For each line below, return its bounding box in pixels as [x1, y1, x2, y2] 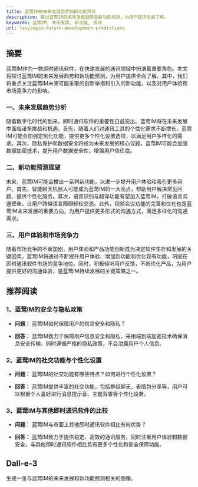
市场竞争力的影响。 [6, 87, 53, 94]
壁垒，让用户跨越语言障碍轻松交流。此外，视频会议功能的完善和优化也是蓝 [11, 200, 192, 207]
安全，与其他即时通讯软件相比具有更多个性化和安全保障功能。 [14, 441, 165, 448]
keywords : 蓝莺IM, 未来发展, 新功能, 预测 [6, 19, 102, 25]
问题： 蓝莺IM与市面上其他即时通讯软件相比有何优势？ [14, 421, 147, 428]
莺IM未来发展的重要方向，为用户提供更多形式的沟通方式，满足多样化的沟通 [6, 207, 188, 214]
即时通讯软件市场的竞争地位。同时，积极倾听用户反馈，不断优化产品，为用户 [6, 260, 192, 267]
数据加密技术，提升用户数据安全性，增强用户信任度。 [6, 147, 136, 154]
